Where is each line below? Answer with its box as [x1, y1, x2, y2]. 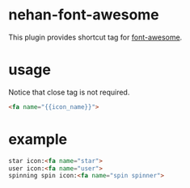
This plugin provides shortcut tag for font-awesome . [8, 32, 183, 42]
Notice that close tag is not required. [8, 87, 130, 97]
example [8, 130, 68, 148]
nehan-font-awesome [8, 6, 159, 24]
